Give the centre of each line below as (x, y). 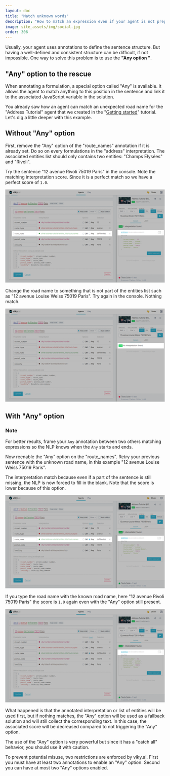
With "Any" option (35, 416)
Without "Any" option (40, 134)
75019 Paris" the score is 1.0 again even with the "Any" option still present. (83, 602)
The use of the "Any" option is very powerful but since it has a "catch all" (81, 742)
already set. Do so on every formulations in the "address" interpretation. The (85, 151)
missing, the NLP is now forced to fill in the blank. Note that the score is (80, 483)
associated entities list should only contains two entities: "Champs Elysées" (84, 156)
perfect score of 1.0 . (27, 182)
